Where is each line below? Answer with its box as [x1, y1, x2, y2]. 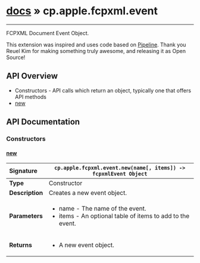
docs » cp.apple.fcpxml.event [6, 4, 158, 18]
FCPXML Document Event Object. [6, 29, 89, 36]
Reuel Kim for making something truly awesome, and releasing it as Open [6, 47, 186, 54]
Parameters [9, 212, 43, 220]
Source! [6, 54, 26, 61]
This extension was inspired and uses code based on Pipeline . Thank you [6, 41, 186, 48]
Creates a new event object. [48, 189, 127, 197]
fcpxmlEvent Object [92, 171, 148, 177]
